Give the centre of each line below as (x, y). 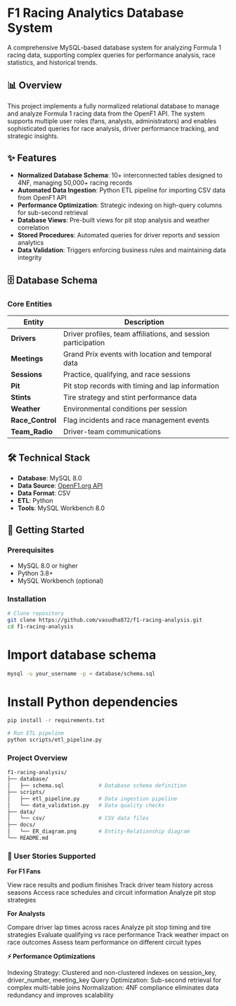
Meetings (27, 359)
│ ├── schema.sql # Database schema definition (97, 786)
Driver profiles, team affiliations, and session (136, 334)
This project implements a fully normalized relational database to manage (113, 106)
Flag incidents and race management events (136, 421)
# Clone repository (36, 614)
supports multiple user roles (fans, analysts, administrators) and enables (112, 120)
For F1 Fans (24, 871)
